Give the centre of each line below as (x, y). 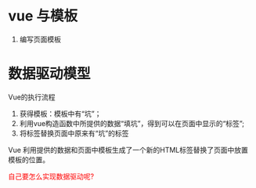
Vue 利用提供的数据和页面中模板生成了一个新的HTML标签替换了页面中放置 (128, 150)
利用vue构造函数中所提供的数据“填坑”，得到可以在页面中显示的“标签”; (132, 123)
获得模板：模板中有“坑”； (60, 114)
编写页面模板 (40, 39)
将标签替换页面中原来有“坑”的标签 (74, 133)
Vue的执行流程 (32, 97)
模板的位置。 (29, 159)
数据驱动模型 (50, 74)
